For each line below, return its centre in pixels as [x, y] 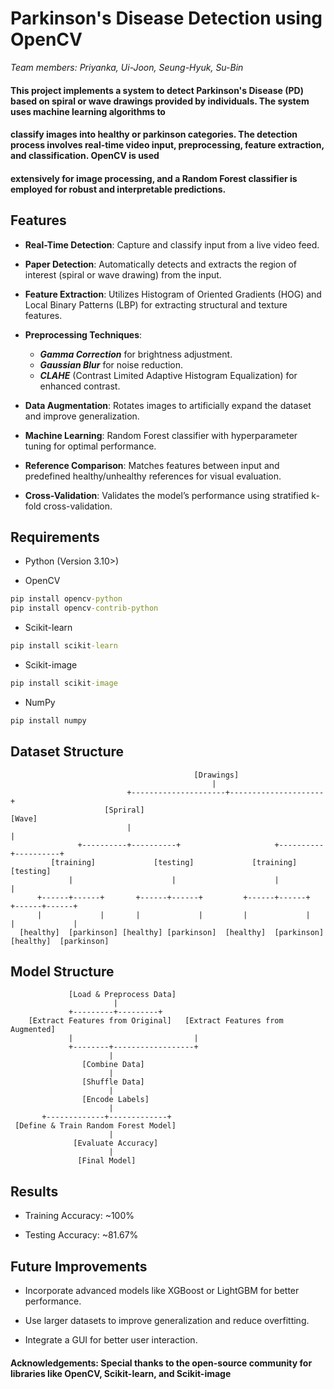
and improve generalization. [82, 416]
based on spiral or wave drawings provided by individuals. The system [160, 101]
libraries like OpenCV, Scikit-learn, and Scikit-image [121, 1373]
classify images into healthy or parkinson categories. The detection [154, 134]
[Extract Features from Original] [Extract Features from [156, 1021]
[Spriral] [124, 810]
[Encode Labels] [115, 1100]
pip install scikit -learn [64, 646]
